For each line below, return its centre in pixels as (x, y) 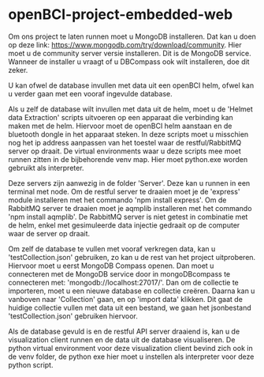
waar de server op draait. (49, 233)
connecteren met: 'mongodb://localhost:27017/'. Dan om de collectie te (123, 282)
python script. (31, 364)
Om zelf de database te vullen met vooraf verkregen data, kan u (112, 249)
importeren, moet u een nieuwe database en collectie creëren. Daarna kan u (132, 291)
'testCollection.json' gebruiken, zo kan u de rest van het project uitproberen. (132, 257)
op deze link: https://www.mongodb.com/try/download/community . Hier (125, 44)
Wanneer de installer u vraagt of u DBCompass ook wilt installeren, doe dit (129, 62)
